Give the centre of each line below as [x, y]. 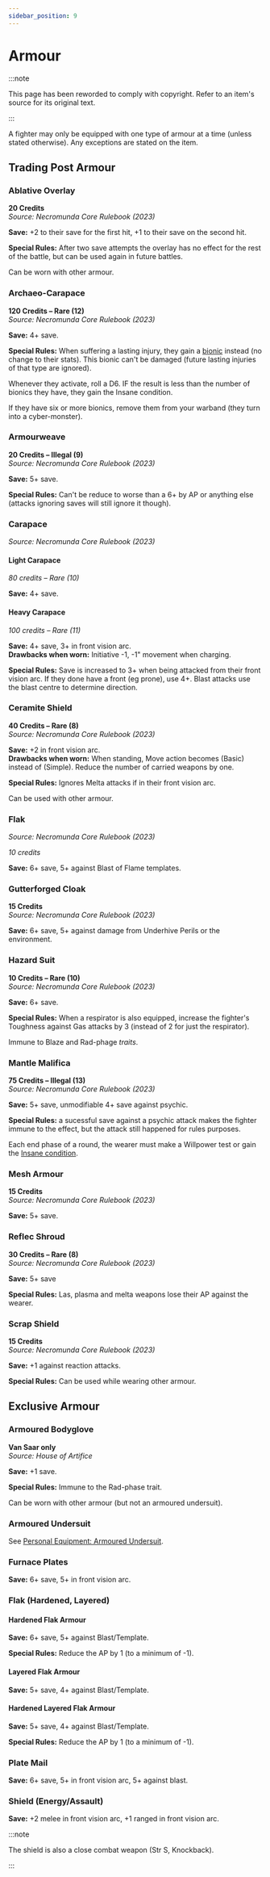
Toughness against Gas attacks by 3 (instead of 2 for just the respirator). [129, 1026]
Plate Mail [28, 1762]
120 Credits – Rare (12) [46, 311]
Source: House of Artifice [50, 1456]
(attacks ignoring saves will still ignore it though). [90, 503]
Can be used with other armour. [61, 798]
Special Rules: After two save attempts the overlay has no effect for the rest [135, 248]
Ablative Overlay [42, 191]
